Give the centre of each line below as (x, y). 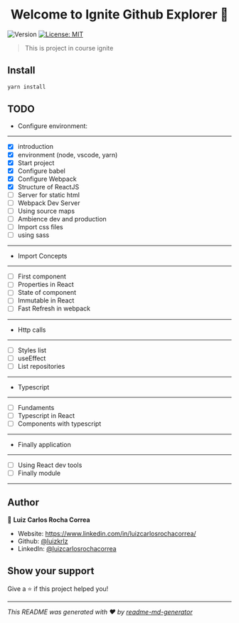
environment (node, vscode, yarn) (68, 155)
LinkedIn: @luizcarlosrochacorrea (67, 548)
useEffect (32, 358)
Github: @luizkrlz (43, 541)
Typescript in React (46, 415)
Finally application (44, 444)
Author (23, 502)
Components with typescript (59, 424)
